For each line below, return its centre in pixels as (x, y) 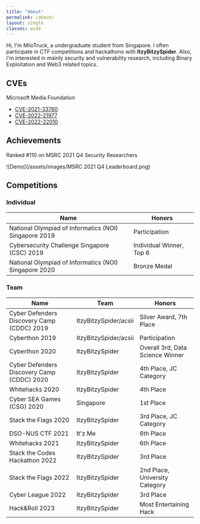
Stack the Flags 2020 (39, 420)
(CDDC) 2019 (29, 328)
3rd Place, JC (158, 416)
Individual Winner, (159, 245)
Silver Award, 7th (163, 317)
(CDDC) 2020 (29, 379)
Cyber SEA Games (35, 399)
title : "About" (25, 12)
